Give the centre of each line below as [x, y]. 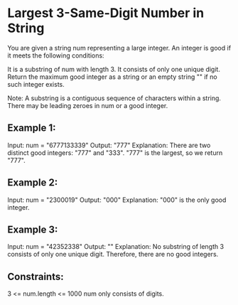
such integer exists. [36, 84]
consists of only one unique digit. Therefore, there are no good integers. [113, 255]
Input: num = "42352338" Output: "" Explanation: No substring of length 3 [116, 247]
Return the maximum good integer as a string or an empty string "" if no [113, 77]
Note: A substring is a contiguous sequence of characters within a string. [114, 98]
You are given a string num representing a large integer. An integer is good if [119, 48]
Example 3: [33, 229]
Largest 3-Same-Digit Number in [106, 13]
